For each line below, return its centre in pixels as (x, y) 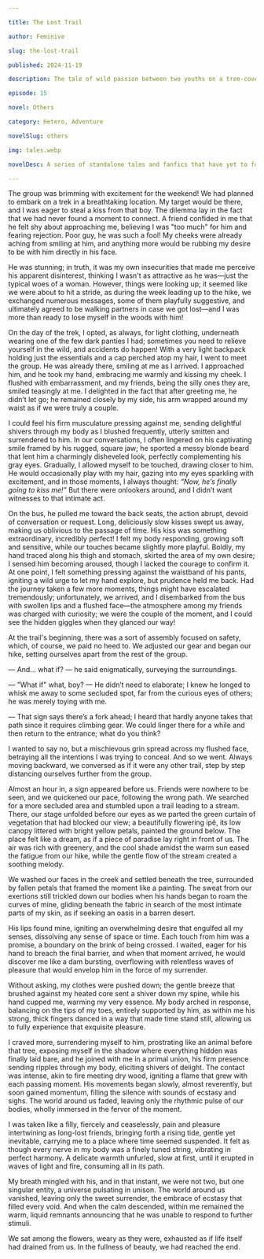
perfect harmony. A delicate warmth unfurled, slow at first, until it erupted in (131, 1158)
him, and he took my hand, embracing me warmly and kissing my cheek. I (127, 375)
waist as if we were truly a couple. (64, 408)
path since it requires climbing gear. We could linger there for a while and (126, 725)
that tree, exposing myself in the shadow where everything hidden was (123, 1050)
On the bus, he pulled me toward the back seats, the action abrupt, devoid (128, 514)
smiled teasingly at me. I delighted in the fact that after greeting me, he (123, 391)
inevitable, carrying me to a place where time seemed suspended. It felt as (129, 1141)
